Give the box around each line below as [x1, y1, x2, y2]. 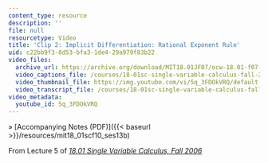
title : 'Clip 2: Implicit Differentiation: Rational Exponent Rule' [8, 41, 241, 49]
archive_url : [15, 64, 59, 72]
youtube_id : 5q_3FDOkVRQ [15, 100, 98, 108]
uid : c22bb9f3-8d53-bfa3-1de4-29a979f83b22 [8, 49, 156, 56]
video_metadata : [8, 93, 62, 101]
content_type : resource [8, 11, 88, 20]
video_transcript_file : [15, 85, 94, 94]
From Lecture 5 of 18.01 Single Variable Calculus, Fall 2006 [8, 146, 203, 156]
